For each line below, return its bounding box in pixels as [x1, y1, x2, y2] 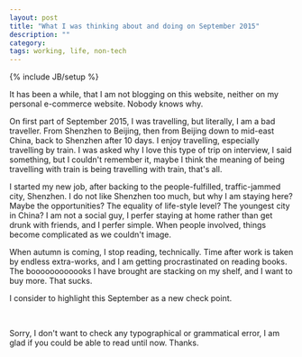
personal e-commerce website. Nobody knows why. [9, 98, 204, 109]
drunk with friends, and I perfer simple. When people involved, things [9, 220, 267, 231]
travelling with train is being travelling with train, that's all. [9, 164, 223, 175]
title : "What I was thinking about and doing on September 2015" [9, 22, 260, 31]
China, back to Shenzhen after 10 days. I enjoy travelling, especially [9, 135, 260, 146]
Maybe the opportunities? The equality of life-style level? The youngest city [9, 200, 290, 212]
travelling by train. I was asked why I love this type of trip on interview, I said [9, 145, 292, 156]
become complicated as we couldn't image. [9, 229, 172, 240]
